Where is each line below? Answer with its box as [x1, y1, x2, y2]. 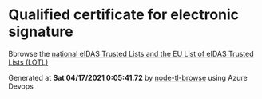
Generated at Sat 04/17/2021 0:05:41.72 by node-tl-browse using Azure [8, 73, 248, 82]
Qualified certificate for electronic [8, 6, 240, 24]
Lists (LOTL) [8, 57, 49, 67]
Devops [8, 81, 34, 91]
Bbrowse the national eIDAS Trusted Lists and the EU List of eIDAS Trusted [8, 49, 254, 58]
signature [8, 22, 73, 41]
